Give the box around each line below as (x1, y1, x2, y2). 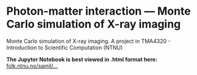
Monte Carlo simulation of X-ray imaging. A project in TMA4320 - (6, 37, 171, 45)
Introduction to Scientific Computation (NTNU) (6, 44, 123, 51)
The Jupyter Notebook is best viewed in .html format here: (6, 55, 157, 63)
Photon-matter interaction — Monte (6, 4, 191, 18)
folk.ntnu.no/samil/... (6, 62, 58, 70)
